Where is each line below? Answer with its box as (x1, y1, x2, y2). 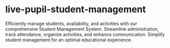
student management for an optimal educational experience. (5, 37, 133, 43)
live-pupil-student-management (5, 4, 147, 15)
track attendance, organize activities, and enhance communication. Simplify (5, 31, 165, 37)
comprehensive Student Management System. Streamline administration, (5, 26, 159, 32)
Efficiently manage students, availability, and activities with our (5, 20, 137, 27)
